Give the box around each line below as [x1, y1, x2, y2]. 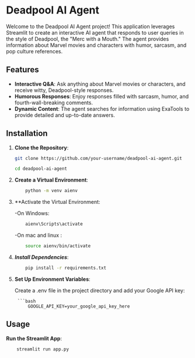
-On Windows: [14, 210, 50, 217]
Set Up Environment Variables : [14, 275, 90, 282]
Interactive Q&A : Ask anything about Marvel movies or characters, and [14, 80, 186, 87]
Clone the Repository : [14, 144, 69, 151]
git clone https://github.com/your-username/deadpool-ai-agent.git [14, 155, 182, 161]
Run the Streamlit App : [6, 335, 62, 342]
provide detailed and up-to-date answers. [14, 111, 115, 118]
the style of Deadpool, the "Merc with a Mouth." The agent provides [6, 35, 169, 42]
